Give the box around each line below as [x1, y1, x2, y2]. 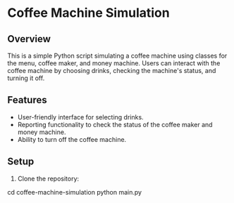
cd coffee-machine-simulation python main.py [7, 188, 142, 196]
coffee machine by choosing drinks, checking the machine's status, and [7, 67, 216, 74]
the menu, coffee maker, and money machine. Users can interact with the [7, 59, 221, 67]
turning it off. [7, 74, 45, 82]
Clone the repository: [17, 174, 80, 183]
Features [7, 94, 47, 106]
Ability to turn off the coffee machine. [17, 135, 127, 143]
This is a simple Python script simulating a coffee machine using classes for [7, 51, 228, 60]
